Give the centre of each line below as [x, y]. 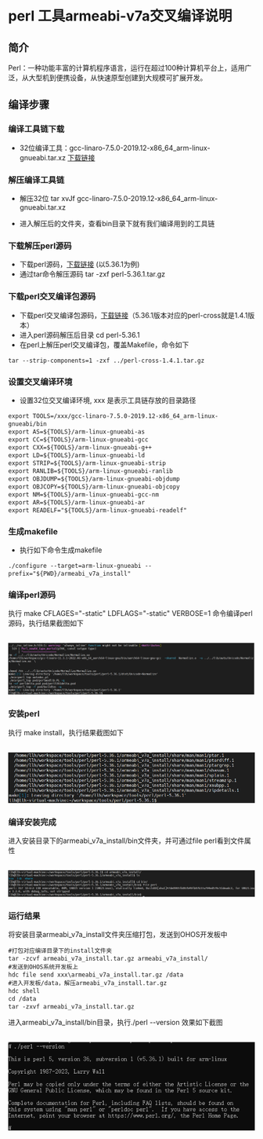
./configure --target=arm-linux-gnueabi [75, 566]
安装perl [24, 714]
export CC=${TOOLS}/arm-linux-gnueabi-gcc [78, 439]
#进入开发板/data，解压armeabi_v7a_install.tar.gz [88, 983]
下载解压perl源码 [40, 246]
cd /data [22, 999]
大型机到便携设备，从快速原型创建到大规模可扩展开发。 [118, 78]
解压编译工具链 [36, 180]
